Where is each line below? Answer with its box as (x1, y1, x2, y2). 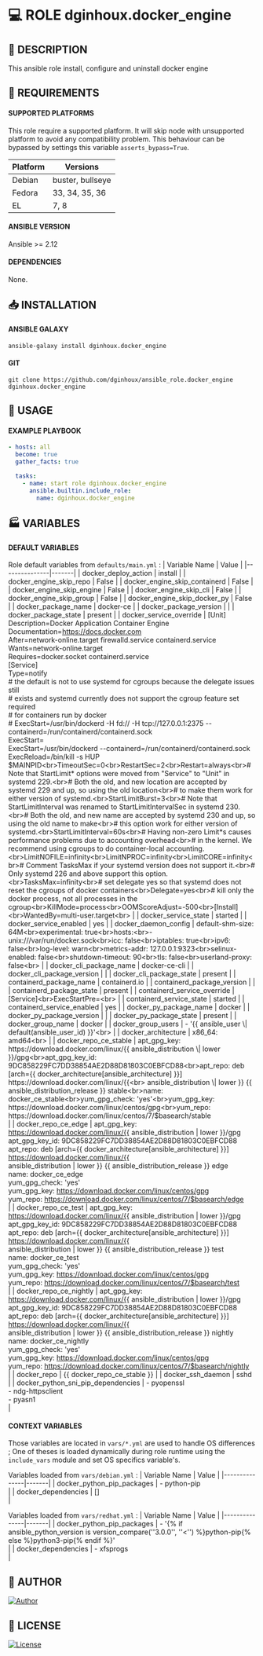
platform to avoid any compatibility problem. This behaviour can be (8, 134, 225, 144)
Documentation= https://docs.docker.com (8, 627, 142, 636)
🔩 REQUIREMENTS (8, 86, 100, 100)
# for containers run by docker (8, 710, 108, 720)
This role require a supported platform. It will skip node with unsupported (8, 126, 245, 135)
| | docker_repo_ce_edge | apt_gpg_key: (8, 1119, 137, 1129)
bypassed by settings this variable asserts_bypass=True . (8, 142, 190, 152)
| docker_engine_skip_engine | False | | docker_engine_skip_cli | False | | (8, 585, 242, 595)
